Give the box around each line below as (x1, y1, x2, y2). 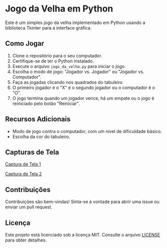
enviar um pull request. (5, 204, 52, 210)
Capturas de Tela (5, 148, 59, 156)
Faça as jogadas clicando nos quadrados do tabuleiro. (12, 79, 124, 85)
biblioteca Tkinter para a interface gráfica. (5, 24, 92, 30)
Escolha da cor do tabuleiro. (12, 133, 71, 139)
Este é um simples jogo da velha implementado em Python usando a (5, 19, 146, 25)
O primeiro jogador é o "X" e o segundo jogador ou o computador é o (12, 84, 156, 90)
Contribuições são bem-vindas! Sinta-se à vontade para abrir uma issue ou (5, 198, 160, 205)
